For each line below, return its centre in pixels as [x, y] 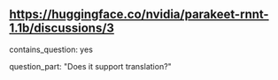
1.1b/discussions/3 [62, 29]
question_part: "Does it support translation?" [91, 66]
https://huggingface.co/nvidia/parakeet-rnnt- [139, 15]
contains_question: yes [51, 49]
